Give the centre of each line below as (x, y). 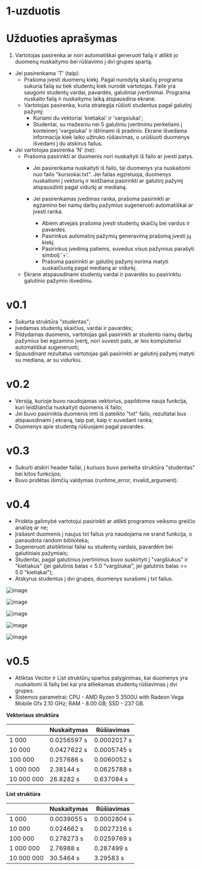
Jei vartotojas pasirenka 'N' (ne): (55, 150)
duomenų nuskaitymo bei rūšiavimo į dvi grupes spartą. (84, 62)
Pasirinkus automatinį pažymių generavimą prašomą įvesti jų (116, 236)
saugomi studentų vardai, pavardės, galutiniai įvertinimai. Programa (107, 93)
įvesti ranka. (48, 212)
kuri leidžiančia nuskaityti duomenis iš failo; (69, 407)
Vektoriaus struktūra (33, 715)
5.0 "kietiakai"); (34, 572)
